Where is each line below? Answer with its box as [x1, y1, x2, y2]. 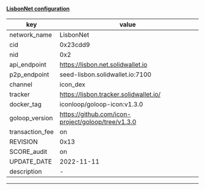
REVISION [9, 137, 38, 146]
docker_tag [9, 100, 41, 109]
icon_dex [59, 80, 85, 89]
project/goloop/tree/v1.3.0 [59, 118, 137, 126]
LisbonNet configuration [6, 5, 70, 12]
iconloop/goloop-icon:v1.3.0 [59, 100, 143, 109]
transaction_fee [9, 128, 54, 136]
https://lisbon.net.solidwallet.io [59, 60, 148, 69]
